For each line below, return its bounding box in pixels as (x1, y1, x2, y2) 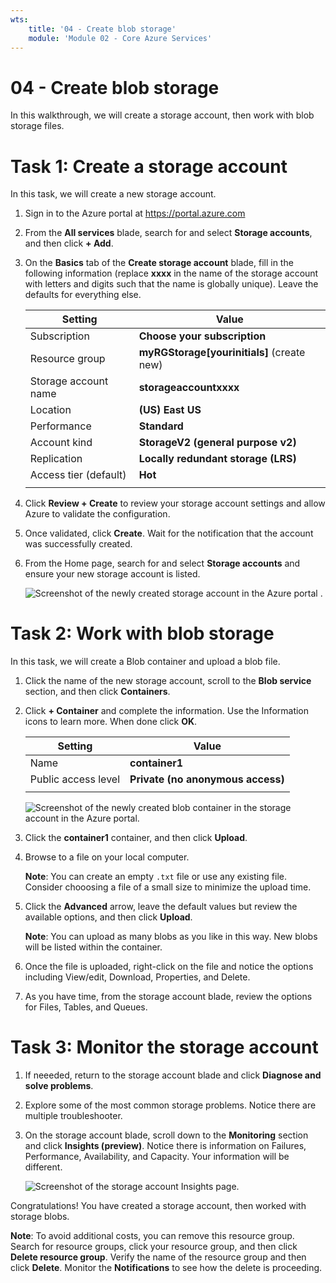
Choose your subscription (138, 329, 267, 343)
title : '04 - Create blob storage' (28, 24, 177, 34)
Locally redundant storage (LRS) (138, 452, 297, 466)
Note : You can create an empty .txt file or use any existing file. (24, 871, 288, 883)
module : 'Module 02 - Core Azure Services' (28, 33, 213, 43)
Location (29, 403, 72, 417)
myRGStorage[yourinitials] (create (138, 346, 306, 360)
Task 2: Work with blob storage (10, 622, 275, 645)
